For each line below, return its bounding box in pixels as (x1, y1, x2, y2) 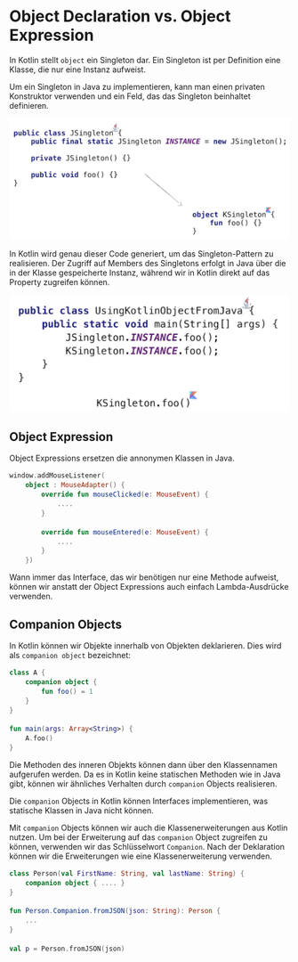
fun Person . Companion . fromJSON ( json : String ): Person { (9, 907, 221, 916)
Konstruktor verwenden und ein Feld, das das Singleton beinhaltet (9, 91, 251, 102)
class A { (9, 668, 46, 677)
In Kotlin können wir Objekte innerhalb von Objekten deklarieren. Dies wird (9, 640, 282, 651)
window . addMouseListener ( (9, 471, 105, 480)
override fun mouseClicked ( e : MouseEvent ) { (41, 490, 209, 500)
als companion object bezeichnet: (9, 650, 132, 660)
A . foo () (25, 734, 53, 743)
